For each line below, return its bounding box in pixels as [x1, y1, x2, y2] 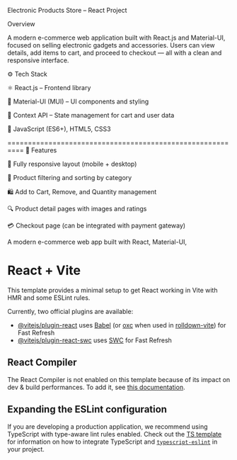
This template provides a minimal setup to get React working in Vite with [7, 286, 218, 294]
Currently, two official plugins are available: [7, 307, 134, 315]
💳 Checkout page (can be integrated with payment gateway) [7, 221, 186, 230]
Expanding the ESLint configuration [7, 403, 168, 415]
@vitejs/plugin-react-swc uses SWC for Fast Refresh [17, 336, 172, 344]
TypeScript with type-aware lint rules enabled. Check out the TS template [7, 430, 222, 438]
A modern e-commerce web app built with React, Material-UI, [7, 237, 187, 246]
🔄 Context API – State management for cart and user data [7, 111, 175, 119]
